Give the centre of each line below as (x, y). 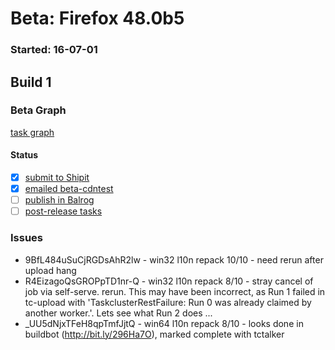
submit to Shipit (57, 177)
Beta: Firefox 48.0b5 (97, 18)
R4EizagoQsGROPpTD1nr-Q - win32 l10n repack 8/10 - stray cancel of (169, 281)
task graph (32, 132)
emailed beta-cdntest (69, 189)
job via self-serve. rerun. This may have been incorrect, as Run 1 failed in (175, 291)
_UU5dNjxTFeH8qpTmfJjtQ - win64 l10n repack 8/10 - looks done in (164, 323)
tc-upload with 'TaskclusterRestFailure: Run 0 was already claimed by (168, 302)
